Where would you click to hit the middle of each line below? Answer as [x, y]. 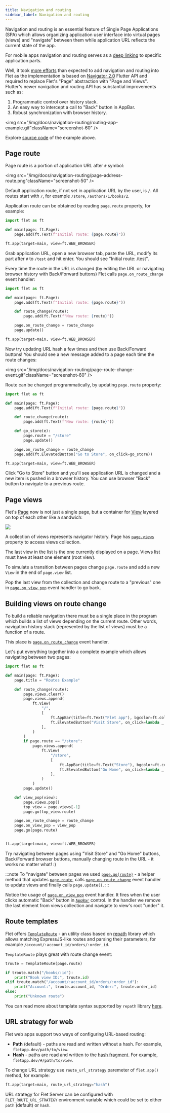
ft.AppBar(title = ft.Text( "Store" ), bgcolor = [107, 765]
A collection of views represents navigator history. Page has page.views [80, 537]
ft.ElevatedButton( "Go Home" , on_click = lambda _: [113, 769]
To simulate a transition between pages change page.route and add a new [83, 567]
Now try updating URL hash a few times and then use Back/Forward [76, 349]
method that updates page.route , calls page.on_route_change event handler [83, 879]
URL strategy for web [39, 1022]
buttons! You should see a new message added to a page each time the [80, 354]
